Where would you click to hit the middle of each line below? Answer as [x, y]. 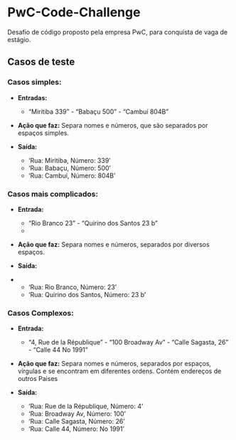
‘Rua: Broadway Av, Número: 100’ [77, 414]
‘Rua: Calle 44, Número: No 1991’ [76, 429]
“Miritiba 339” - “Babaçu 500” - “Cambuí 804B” [98, 112]
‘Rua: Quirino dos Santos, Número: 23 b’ [87, 294]
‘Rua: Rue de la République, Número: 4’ [86, 407]
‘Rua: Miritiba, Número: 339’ [69, 160]
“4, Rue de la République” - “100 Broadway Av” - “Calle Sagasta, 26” [128, 343]
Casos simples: [34, 82]
